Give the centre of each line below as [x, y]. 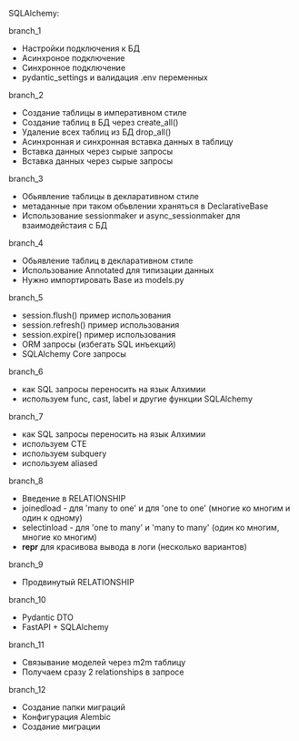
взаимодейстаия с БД [65, 225]
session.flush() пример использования [96, 315]
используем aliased [60, 463]
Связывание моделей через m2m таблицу [104, 662]
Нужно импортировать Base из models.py [103, 280]
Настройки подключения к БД [80, 48]
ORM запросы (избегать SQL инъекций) [99, 344]
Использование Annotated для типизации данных [118, 270]
